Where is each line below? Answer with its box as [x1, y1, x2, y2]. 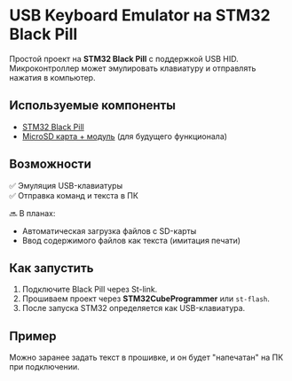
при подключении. [9, 362, 80, 372]
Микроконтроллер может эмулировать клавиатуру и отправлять [9, 63, 256, 74]
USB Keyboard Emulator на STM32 [9, 5, 271, 26]
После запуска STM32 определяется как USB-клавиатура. [21, 303, 246, 314]
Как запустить [9, 260, 94, 276]
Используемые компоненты [9, 98, 176, 113]
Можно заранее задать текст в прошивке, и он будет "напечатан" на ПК [9, 352, 284, 363]
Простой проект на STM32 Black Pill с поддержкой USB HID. [9, 53, 239, 64]
